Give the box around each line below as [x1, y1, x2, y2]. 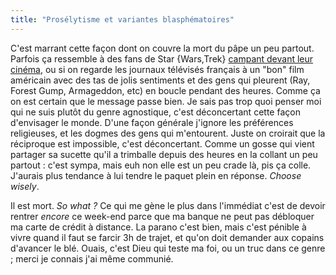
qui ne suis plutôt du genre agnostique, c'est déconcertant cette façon [10, 106, 301, 118]
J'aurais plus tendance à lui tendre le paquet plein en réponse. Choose [10, 169, 302, 181]
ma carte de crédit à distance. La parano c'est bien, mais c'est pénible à [10, 221, 307, 233]
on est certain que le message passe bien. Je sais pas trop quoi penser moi [10, 95, 322, 107]
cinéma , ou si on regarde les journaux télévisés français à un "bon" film [10, 63, 305, 75]
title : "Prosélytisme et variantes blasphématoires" [10, 14, 235, 25]
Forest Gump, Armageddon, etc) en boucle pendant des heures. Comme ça [10, 84, 321, 96]
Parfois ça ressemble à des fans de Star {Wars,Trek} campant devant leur [10, 52, 314, 65]
